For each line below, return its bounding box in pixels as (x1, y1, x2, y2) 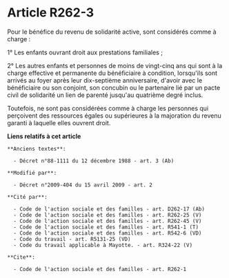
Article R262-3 (7, 5, 94, 21)
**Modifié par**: (7, 169, 57, 176)
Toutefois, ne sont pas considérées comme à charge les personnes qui (7, 104, 209, 112)
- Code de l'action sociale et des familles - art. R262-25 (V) (13, 211, 202, 218)
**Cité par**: (7, 193, 48, 200)
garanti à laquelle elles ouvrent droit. (7, 118, 111, 127)
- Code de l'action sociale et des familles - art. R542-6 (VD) (13, 229, 202, 237)
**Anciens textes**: (7, 145, 67, 152)
